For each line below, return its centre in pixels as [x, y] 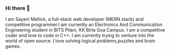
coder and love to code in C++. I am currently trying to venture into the [80, 36]
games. [13, 46]
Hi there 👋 [18, 8]
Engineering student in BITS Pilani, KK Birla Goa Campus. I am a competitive [85, 30]
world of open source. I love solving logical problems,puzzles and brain [80, 41]
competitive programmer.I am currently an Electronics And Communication [84, 24]
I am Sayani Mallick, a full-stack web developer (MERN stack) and [75, 19]
